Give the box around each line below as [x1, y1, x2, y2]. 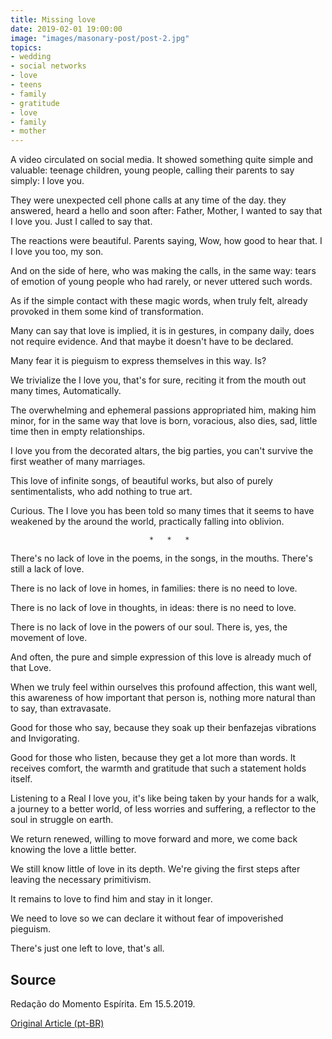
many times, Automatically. [10, 385, 122, 397]
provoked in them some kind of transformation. [10, 306, 204, 318]
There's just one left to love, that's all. [10, 942, 165, 955]
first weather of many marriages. [10, 456, 146, 468]
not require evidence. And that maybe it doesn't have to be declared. [10, 336, 294, 348]
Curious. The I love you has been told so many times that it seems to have [10, 505, 315, 517]
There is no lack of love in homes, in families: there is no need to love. [10, 582, 298, 595]
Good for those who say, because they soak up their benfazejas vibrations [10, 722, 317, 734]
